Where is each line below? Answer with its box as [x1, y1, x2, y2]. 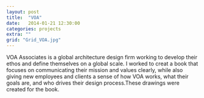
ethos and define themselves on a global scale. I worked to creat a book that [6, 60, 199, 67]
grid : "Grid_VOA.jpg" [6, 37, 62, 43]
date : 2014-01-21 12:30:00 [6, 20, 80, 26]
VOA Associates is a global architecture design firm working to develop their [6, 54, 198, 60]
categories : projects [6, 25, 62, 32]
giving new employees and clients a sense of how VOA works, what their [6, 73, 189, 80]
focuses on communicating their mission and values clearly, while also [6, 67, 183, 73]
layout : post [6, 8, 40, 15]
